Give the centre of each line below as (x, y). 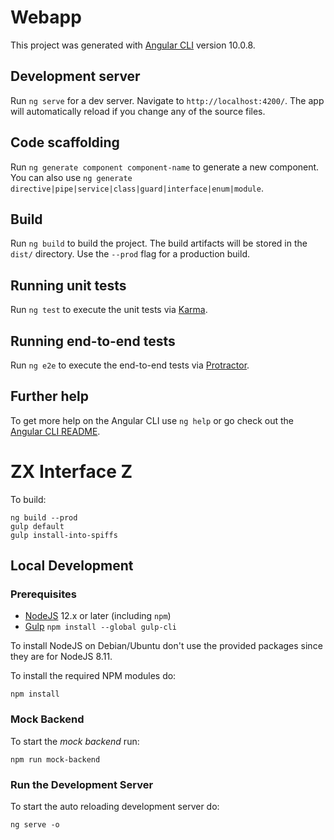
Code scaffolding (65, 142)
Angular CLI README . (55, 431)
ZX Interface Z (71, 472)
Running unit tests (68, 285)
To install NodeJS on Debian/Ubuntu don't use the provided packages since (166, 646)
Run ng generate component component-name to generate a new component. (165, 167)
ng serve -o (35, 825)
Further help (50, 396)
